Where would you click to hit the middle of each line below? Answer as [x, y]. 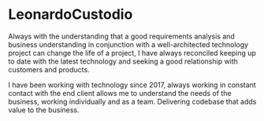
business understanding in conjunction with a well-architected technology [128, 44]
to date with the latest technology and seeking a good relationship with [123, 61]
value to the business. [44, 110]
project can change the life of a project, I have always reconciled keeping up [132, 53]
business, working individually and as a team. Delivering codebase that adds [132, 101]
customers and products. [49, 69]
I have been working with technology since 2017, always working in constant [132, 85]
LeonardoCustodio [71, 15]
